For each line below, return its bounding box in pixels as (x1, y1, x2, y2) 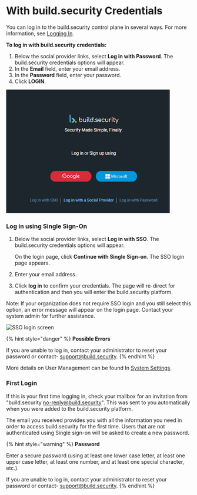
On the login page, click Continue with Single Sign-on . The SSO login (14, 253, 185, 260)
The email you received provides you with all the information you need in (6, 417, 182, 424)
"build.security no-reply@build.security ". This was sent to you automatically (6, 399, 191, 406)
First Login (6, 379, 37, 387)
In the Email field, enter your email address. (14, 65, 121, 72)
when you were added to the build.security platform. (6, 405, 133, 412)
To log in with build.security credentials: (6, 41, 107, 48)
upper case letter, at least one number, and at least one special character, (6, 458, 185, 465)
